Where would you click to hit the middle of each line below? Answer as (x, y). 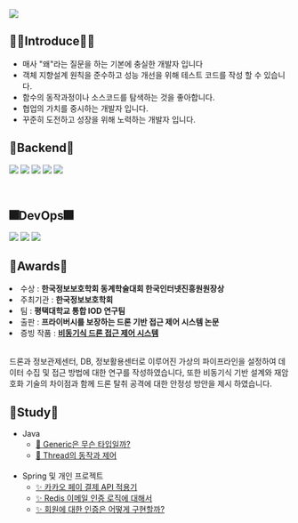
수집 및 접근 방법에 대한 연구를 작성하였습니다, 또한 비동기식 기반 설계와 (149, 373)
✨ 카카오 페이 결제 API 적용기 (86, 487)
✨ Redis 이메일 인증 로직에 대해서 (94, 498)
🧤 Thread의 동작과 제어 (76, 455)
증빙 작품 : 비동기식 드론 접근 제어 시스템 (90, 334)
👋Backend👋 (42, 148)
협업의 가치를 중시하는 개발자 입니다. (85, 108)
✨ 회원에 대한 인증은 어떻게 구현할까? (100, 510)
